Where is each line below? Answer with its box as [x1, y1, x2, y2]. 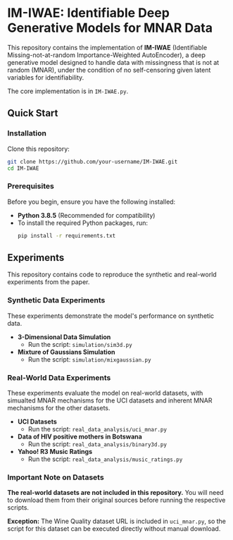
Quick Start [7, 107, 58, 119]
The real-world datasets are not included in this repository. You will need [7, 489, 224, 497]
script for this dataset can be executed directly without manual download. [7, 524, 221, 533]
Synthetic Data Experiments [7, 295, 106, 305]
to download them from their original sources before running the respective [7, 496, 226, 505]
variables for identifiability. [7, 73, 84, 82]
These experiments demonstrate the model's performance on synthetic [7, 312, 215, 320]
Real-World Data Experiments [7, 372, 111, 382]
